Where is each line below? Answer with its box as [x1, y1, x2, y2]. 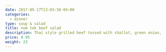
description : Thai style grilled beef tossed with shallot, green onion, [5, 30, 162, 35]
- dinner [9, 16, 28, 21]
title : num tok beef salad [5, 26, 61, 31]
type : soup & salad [5, 21, 46, 26]
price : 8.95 [5, 35, 30, 40]
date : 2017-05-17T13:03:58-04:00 [5, 7, 75, 12]
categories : [5, 12, 30, 17]
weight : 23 [5, 40, 28, 45]
